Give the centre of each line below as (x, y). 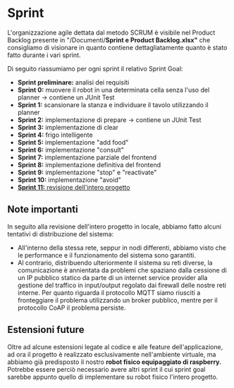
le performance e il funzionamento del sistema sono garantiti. (106, 255)
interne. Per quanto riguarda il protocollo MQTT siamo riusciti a (109, 292)
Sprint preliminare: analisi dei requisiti (73, 82)
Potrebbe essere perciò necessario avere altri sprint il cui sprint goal (106, 369)
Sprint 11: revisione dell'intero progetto (74, 187)
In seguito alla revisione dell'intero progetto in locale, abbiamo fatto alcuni (115, 226)
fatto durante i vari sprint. (44, 55)
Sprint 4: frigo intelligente (55, 135)
